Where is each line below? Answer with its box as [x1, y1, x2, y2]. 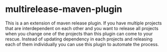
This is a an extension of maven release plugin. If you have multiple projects [5, 20, 162, 26]
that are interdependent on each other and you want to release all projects [5, 25, 159, 31]
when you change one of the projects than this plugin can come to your [5, 30, 153, 36]
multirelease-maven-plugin [5, 3, 122, 15]
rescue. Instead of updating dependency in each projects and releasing [5, 36, 153, 42]
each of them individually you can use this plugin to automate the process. [5, 41, 159, 47]
